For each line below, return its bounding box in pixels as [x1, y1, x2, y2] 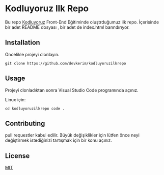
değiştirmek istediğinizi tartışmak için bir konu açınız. [5, 137, 112, 143]
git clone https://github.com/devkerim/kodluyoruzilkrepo [5, 61, 126, 66]
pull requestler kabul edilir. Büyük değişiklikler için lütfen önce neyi [5, 132, 140, 138]
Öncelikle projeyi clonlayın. [5, 51, 60, 57]
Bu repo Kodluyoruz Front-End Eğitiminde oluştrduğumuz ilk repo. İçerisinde [5, 19, 159, 25]
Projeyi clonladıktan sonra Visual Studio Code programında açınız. [5, 87, 138, 93]
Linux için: [5, 96, 26, 103]
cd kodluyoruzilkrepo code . [5, 106, 65, 111]
